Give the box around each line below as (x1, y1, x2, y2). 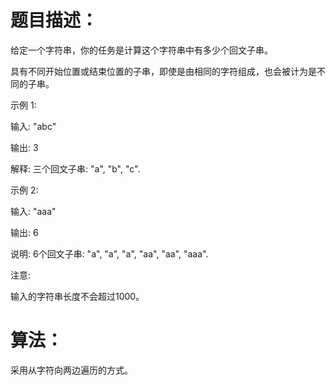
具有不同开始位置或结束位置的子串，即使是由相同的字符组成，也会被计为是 (10, 65, 317, 77)
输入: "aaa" (10, 205, 57, 217)
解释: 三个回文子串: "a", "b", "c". (10, 162, 141, 175)
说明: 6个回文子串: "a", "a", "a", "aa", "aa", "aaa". (10, 247, 209, 260)
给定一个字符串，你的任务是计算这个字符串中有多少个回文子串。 (10, 44, 273, 56)
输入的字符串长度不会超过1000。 (10, 290, 145, 302)
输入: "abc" (10, 120, 57, 132)
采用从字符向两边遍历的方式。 (10, 364, 133, 376)
